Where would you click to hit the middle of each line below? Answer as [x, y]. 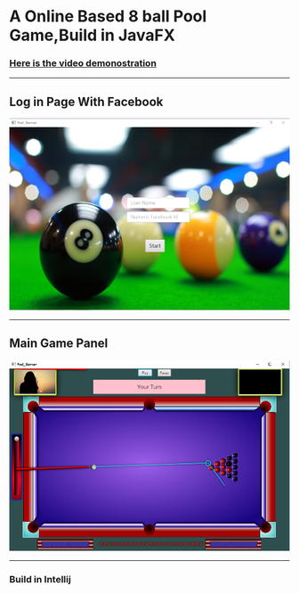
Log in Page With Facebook [86, 101]
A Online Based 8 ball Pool [108, 16]
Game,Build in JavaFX [92, 35]
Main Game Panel [59, 344]
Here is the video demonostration [83, 63]
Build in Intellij [40, 579]
